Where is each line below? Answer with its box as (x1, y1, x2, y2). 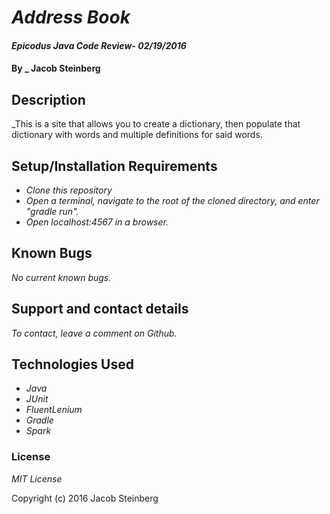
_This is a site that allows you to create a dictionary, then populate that (11, 118, 301, 130)
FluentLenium (25, 404, 83, 416)
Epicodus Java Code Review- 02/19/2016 (11, 39, 187, 51)
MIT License (11, 472, 63, 485)
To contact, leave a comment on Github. (11, 327, 178, 339)
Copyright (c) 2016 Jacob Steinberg (11, 492, 159, 504)
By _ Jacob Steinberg (11, 62, 101, 75)
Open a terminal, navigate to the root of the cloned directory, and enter (25, 195, 320, 206)
